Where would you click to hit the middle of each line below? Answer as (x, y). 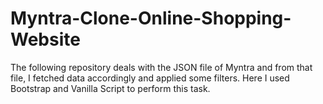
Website (45, 39)
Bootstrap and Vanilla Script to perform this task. (110, 88)
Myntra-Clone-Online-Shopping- (151, 18)
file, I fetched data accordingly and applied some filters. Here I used (150, 78)
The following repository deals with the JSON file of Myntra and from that (161, 67)
